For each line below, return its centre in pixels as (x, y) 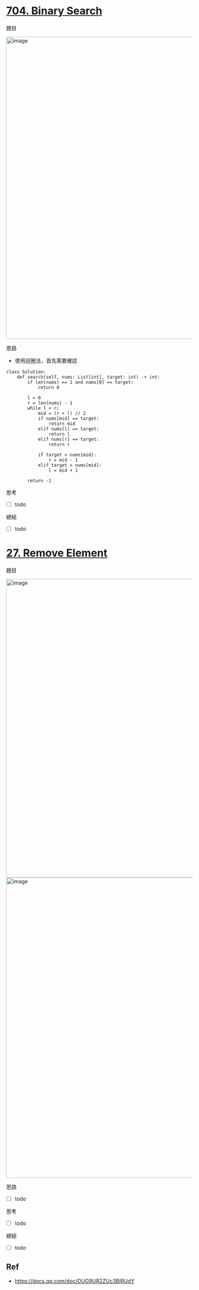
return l (59, 434)
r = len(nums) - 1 (50, 403)
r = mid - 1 (63, 460)
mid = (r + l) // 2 (62, 413)
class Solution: (26, 372)
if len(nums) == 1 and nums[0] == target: (81, 382)
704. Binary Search (54, 11)
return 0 (49, 387)
